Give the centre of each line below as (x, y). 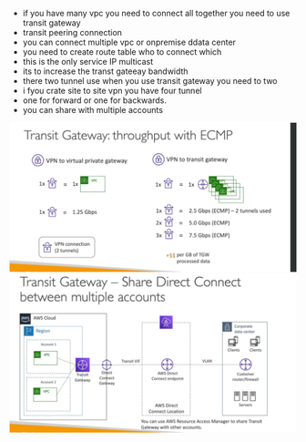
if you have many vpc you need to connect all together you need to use (156, 13)
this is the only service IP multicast (88, 62)
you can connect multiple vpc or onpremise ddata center (129, 42)
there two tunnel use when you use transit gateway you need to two (150, 81)
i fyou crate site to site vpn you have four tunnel (112, 91)
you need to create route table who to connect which (122, 52)
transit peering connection (72, 32)
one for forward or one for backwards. (94, 100)
